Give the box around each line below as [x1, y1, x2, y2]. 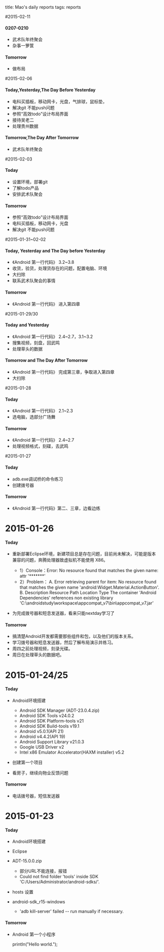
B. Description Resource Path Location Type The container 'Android [19, 590, 157, 596]
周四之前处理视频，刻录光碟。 [12, 646, 73, 652]
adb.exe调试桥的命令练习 [12, 476, 63, 482]
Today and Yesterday [5, 322, 49, 328]
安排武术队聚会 [12, 191, 43, 197]
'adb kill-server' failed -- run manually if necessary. [19, 908, 124, 915]
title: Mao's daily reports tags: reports [5, 4, 81, 10]
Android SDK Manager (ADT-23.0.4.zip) [19, 707, 100, 713]
